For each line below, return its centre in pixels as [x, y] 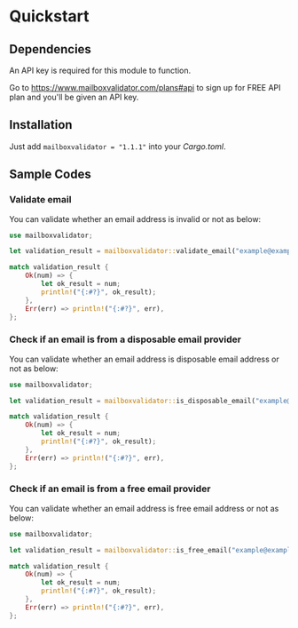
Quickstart [50, 16]
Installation [41, 125]
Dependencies [50, 49]
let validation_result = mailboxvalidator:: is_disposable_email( [132, 401]
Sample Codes [50, 175]
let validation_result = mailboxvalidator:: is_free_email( [121, 550]
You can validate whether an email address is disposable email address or [144, 359]
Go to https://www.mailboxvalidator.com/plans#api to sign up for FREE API [145, 87]
